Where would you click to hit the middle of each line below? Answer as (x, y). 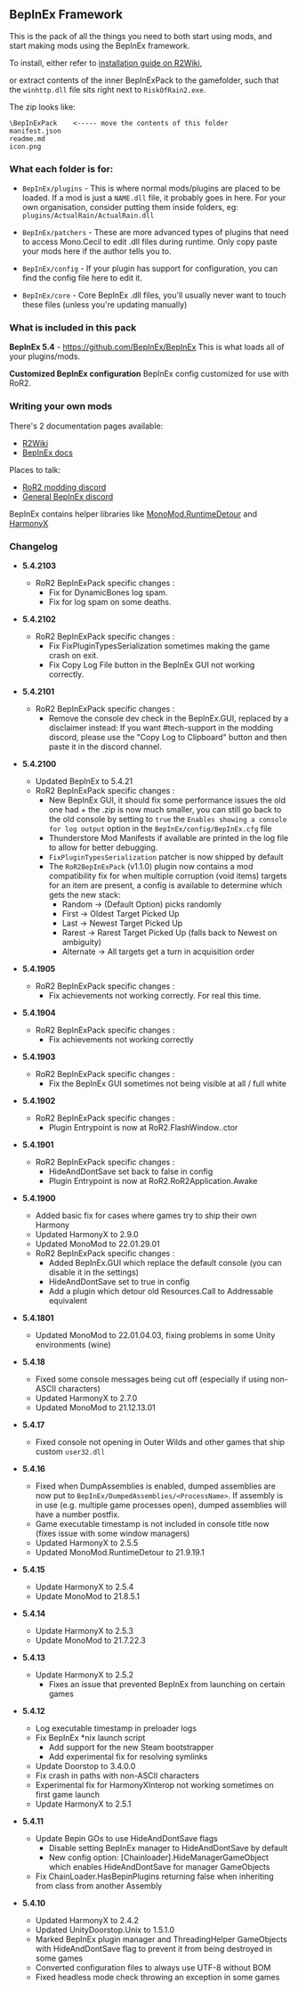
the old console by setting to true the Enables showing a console (168, 819)
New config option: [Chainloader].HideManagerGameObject (158, 1857)
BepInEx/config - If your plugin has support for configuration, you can (150, 269)
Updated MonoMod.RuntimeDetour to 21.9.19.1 (120, 1552)
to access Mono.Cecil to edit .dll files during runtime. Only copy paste (149, 242)
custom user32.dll (70, 1452)
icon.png (25, 146)
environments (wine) (73, 1345)
